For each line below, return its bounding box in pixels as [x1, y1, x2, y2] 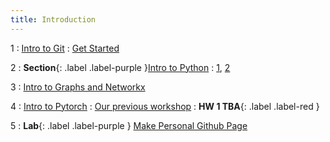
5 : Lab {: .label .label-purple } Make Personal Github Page [10, 119, 248, 131]
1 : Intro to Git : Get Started [10, 42, 120, 54]
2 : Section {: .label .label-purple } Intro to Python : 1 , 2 [10, 61, 231, 73]
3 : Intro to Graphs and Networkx [10, 81, 146, 93]
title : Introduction [10, 14, 97, 25]
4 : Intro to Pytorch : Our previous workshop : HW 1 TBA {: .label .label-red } [10, 100, 320, 112]
